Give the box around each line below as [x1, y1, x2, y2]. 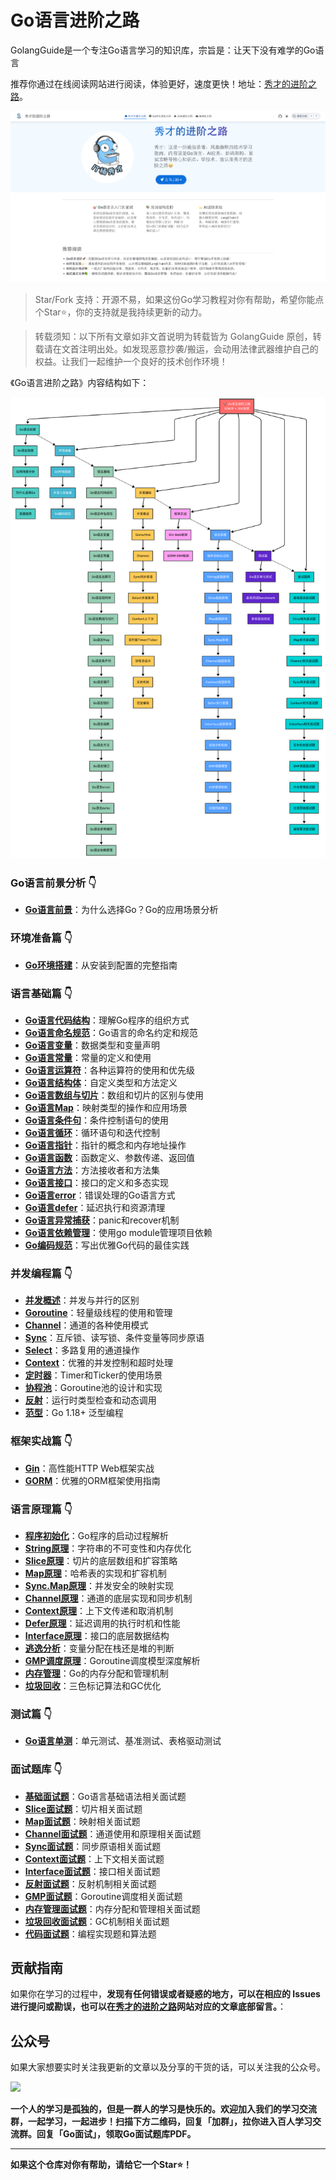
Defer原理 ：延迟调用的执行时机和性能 [24, 1617, 181, 1629]
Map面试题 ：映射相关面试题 [24, 1815, 141, 1827]
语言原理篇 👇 [10, 1502, 73, 1516]
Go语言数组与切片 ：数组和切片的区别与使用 [24, 1089, 204, 1101]
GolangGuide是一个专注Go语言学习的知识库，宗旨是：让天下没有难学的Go [10, 44, 316, 56]
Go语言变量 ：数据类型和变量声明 [24, 1039, 160, 1051]
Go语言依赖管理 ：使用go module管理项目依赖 [24, 1227, 213, 1239]
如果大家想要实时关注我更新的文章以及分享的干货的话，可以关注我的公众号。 [10, 2061, 326, 2073]
